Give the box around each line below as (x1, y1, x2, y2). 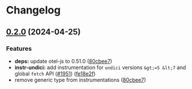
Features (6, 44, 32, 53)
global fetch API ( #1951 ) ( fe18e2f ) (14, 70, 96, 77)
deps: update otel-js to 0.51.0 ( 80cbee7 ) (14, 57, 112, 64)
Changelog (6, 4, 61, 17)
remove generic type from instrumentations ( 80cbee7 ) (14, 76, 146, 83)
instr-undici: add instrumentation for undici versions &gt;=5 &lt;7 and (14, 64, 186, 71)
